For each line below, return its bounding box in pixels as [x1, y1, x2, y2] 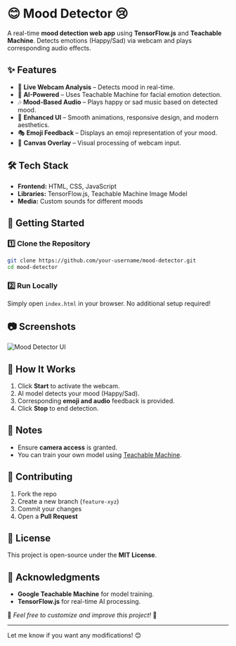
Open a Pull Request [17, 512, 79, 520]
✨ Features [7, 64, 57, 76]
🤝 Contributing [7, 471, 73, 483]
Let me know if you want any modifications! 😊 [7, 631, 142, 640]
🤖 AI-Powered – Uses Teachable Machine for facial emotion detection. [17, 90, 222, 98]
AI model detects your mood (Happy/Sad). [17, 389, 140, 397]
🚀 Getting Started [7, 217, 85, 229]
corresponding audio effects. [7, 44, 91, 52]
